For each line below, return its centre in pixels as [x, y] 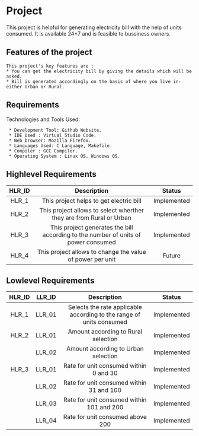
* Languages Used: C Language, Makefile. [60, 146]
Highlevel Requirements [51, 174]
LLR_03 [46, 403]
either [14, 87]
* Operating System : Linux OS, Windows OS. [64, 156]
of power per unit [92, 259]
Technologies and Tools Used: [43, 119]
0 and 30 [105, 373]
